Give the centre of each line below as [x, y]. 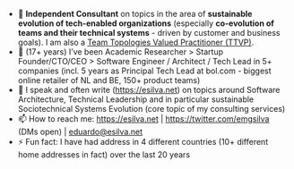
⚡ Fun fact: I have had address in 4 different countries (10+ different [143, 142]
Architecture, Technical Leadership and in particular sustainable [136, 99]
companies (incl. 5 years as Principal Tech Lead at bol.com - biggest [144, 71]
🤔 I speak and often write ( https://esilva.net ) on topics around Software [149, 90]
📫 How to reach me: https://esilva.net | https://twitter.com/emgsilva [143, 119]
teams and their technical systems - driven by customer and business [149, 33]
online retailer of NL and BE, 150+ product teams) [109, 80]
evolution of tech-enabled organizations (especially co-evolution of [146, 23]
